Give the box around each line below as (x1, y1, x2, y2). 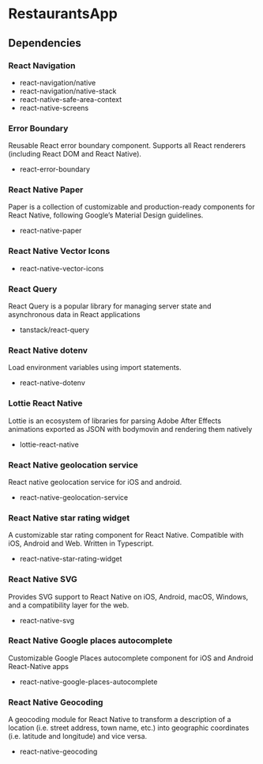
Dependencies (8, 36, 81, 50)
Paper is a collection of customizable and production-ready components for (8, 202, 255, 212)
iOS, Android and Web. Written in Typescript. (8, 539, 154, 548)
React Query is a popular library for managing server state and (8, 301, 212, 311)
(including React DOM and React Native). (8, 149, 142, 159)
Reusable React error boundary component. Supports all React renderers (8, 141, 246, 150)
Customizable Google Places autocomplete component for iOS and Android (8, 653, 254, 663)
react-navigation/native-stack (19, 86, 117, 96)
